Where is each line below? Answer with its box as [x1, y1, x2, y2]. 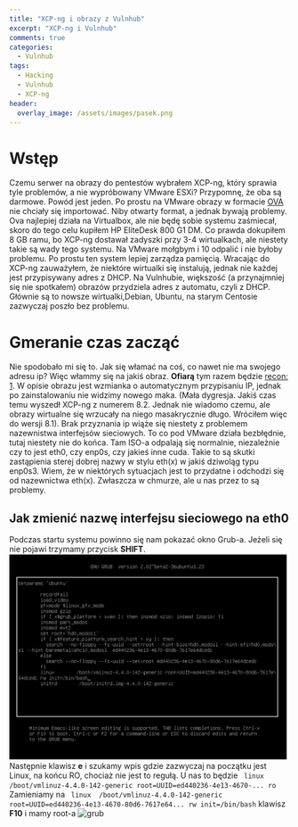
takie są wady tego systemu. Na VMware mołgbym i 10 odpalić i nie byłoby [9, 244, 283, 254]
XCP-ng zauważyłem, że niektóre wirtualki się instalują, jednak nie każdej [9, 263, 278, 274]
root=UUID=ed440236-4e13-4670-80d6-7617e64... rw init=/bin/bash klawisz [9, 798, 286, 809]
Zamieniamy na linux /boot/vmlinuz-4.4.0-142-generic [9, 789, 223, 799]
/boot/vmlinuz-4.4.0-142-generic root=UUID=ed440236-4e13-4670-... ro [9, 781, 277, 790]
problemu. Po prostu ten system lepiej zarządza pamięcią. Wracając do [9, 253, 270, 264]
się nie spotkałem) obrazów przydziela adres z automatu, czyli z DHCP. [9, 282, 271, 293]
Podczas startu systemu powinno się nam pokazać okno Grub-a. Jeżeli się [9, 534, 283, 545]
